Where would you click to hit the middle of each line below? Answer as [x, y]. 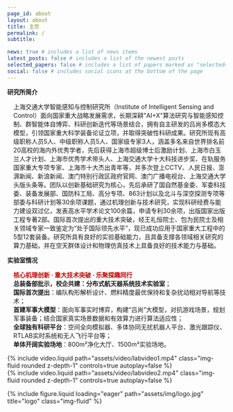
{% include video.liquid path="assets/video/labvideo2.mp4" [93, 372]
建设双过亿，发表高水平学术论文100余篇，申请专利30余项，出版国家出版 [122, 211]
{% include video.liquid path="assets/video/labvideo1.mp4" [92, 358]
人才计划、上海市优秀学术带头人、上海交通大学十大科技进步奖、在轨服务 [122, 158]
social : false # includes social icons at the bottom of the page [105, 71]
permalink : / [26, 33]
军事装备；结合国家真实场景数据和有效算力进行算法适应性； [98, 318]
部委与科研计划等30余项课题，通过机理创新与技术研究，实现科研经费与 [114, 202]
